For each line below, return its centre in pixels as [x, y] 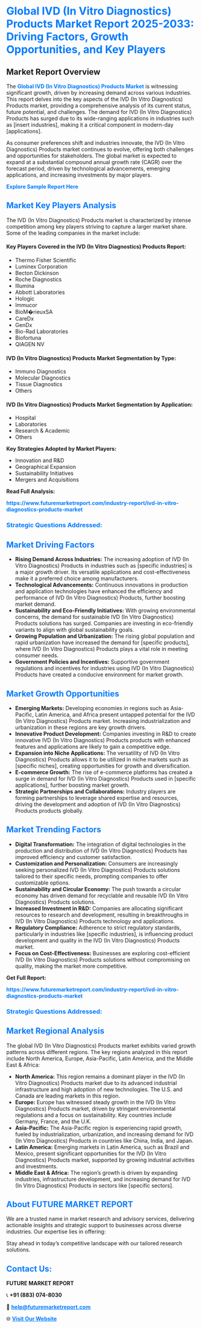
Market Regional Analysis [55, 1031]
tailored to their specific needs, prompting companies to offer [91, 876]
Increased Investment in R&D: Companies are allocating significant [99, 908]
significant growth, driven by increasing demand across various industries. [99, 93]
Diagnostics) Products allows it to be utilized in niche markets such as [102, 759]
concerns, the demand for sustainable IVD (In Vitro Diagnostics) [94, 617]
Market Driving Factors [50, 545]
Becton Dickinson [37, 273]
